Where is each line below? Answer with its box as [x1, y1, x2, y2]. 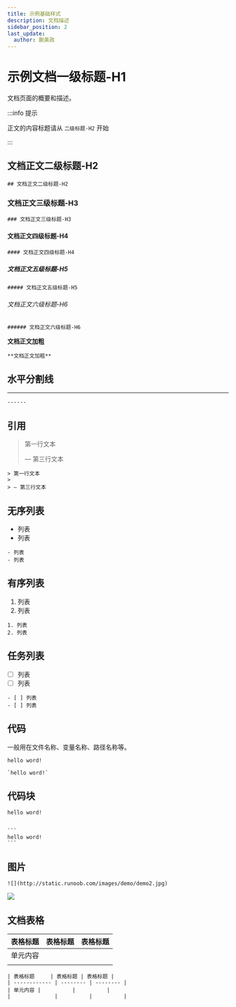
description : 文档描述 [7, 17, 70, 24]
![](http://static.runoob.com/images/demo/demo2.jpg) [7, 880, 169, 887]
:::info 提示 [7, 109, 38, 117]
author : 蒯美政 [13, 37, 55, 44]
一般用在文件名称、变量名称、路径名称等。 [7, 743, 131, 751]
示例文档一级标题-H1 [7, 69, 126, 85]
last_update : [7, 30, 46, 37]
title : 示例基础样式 [7, 10, 61, 18]
